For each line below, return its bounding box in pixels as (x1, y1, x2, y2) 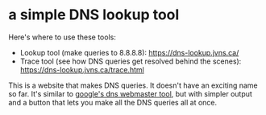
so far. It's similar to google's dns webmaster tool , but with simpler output (8, 88, 252, 98)
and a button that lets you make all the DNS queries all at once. (8, 97, 218, 107)
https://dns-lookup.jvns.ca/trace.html (19, 64, 145, 74)
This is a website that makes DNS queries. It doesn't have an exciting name (8, 80, 258, 90)
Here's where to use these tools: (8, 32, 117, 42)
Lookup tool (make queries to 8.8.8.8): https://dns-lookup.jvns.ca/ (19, 47, 239, 57)
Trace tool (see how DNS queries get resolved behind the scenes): (19, 56, 242, 66)
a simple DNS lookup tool (8, 6, 180, 24)
